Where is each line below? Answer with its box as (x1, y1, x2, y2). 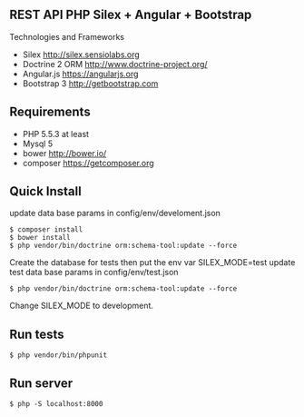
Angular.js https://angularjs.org (22, 68, 139, 79)
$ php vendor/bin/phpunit (9, 351, 107, 360)
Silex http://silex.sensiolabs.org (22, 49, 141, 60)
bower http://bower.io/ (22, 147, 107, 158)
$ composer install (9, 225, 83, 234)
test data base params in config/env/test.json (9, 267, 179, 278)
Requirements (9, 104, 91, 120)
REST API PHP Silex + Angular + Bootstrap (9, 7, 252, 23)
